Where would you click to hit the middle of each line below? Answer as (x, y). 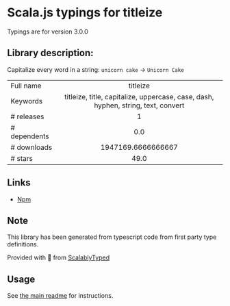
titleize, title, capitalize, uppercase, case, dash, (139, 97)
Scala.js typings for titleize (85, 13)
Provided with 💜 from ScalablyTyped (59, 257)
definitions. (23, 244)
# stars (22, 158)
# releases (27, 116)
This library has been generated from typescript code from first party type (112, 237)
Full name (26, 86)
